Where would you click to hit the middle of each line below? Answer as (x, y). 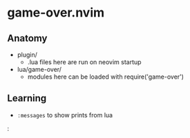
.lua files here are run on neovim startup (84, 62)
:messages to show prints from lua (65, 115)
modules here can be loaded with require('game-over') (106, 77)
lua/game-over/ (39, 69)
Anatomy (27, 38)
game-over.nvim (56, 13)
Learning (27, 98)
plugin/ (27, 55)
